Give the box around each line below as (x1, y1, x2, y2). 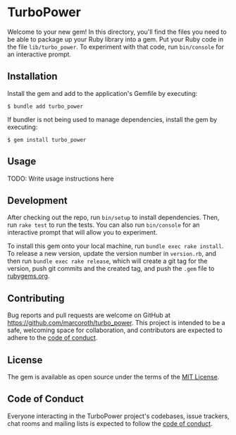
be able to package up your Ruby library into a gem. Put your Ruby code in (7, 35, 224, 43)
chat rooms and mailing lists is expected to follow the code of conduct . (7, 419, 213, 427)
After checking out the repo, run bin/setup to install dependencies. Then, (7, 213, 220, 222)
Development (7, 195, 68, 207)
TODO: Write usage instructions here (7, 174, 114, 183)
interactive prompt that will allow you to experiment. (7, 228, 158, 237)
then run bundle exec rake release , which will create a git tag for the (7, 257, 208, 265)
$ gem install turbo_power (7, 136, 87, 143)
